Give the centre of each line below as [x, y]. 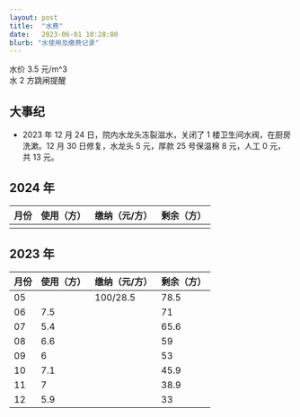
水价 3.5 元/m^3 [38, 69]
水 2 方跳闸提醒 [38, 81]
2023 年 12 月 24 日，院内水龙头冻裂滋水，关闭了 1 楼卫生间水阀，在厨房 [157, 135]
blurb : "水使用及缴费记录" [54, 43]
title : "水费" [36, 26]
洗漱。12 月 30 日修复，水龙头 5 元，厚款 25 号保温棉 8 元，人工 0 [145, 146]
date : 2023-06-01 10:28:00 [64, 34]
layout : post [34, 17]
